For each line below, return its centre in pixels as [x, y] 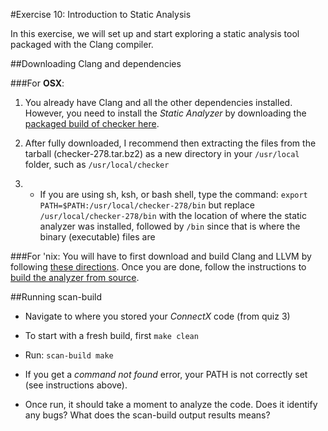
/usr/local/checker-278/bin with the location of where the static [173, 215]
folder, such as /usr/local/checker [97, 164]
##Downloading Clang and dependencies [96, 63]
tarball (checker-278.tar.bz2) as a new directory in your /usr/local [162, 153]
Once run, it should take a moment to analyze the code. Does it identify [171, 404]
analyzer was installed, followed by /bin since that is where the [170, 226]
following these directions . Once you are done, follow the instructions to [158, 267]
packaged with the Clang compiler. [82, 44]
